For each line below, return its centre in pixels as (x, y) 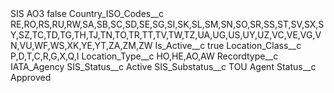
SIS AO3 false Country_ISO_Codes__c (87, 13)
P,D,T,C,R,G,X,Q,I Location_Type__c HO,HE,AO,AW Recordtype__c (144, 56)
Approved (31, 77)
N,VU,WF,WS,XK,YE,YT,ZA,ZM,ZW (81, 45)
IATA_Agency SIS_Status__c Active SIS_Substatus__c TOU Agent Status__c (163, 66)
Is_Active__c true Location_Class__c (228, 45)
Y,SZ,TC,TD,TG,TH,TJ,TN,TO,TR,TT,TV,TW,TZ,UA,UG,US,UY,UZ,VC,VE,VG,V (166, 35)
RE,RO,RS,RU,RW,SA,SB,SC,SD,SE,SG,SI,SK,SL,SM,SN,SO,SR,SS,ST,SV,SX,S (167, 24)
